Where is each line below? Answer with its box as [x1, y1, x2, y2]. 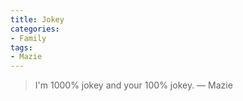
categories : [10, 24, 60, 34]
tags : [10, 42, 33, 53]
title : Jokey [10, 14, 65, 25]
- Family [10, 33, 47, 43]
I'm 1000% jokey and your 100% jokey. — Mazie [34, 79, 233, 91]
